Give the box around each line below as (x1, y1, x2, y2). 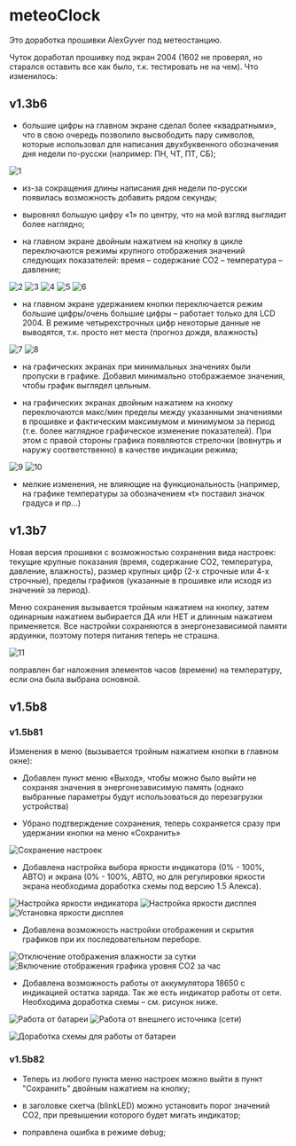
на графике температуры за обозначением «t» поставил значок (21, 488, 266, 498)
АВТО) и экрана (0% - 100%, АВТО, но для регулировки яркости (21, 871, 266, 883)
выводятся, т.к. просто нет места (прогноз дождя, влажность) (21, 326, 259, 337)
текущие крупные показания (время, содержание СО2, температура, (9, 556, 273, 567)
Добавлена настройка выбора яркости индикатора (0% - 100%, (21, 862, 266, 873)
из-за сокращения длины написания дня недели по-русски (21, 183, 248, 193)
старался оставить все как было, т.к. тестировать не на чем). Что (9, 61, 259, 72)
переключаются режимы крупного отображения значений (21, 245, 245, 255)
